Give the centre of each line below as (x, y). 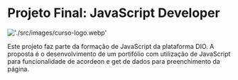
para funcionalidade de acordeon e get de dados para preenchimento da (114, 61)
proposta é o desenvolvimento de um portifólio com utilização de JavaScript (119, 54)
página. (18, 69)
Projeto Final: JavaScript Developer (114, 13)
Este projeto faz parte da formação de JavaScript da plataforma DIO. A (111, 46)
